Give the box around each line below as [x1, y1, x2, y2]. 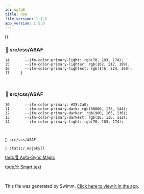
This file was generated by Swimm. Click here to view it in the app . [5, 183, 140, 189]
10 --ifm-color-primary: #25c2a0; [5, 102, 89, 107]
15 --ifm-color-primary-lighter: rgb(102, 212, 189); [5, 62, 131, 66]
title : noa [5, 12, 27, 17]
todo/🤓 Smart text [5, 164, 42, 170]
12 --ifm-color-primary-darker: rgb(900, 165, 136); [5, 110, 128, 115]
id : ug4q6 [5, 7, 25, 12]
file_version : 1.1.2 [5, 16, 48, 21]
